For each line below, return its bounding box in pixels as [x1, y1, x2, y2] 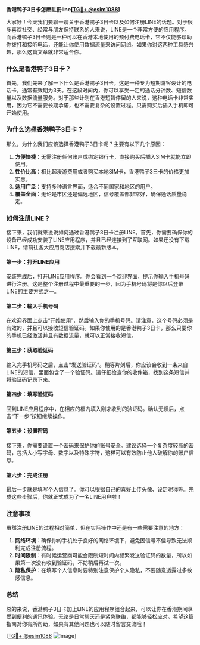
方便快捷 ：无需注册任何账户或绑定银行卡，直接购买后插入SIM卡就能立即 [14, 153, 192, 160]
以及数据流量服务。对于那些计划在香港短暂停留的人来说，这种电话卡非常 [11, 94, 189, 101]
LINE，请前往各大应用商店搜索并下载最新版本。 [6, 243, 122, 251]
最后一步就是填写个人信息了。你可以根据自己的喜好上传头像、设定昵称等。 [6, 486, 189, 493]
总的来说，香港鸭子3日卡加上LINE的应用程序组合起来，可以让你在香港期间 [6, 605, 188, 612]
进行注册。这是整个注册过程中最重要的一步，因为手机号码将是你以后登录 [6, 280, 183, 288]
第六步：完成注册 [6, 471, 48, 479]
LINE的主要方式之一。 [6, 288, 60, 295]
